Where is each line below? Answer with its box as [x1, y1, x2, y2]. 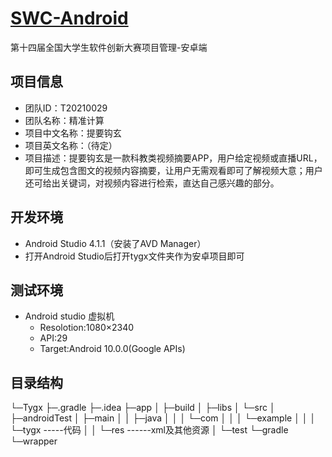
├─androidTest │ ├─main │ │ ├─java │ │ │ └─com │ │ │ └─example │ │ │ [10, 412, 317, 424]
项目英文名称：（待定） [24, 139, 118, 151]
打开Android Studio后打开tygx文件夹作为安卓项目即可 [24, 250, 245, 262]
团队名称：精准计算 [24, 114, 105, 126]
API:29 [39, 332, 68, 344]
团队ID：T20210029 [24, 102, 108, 114]
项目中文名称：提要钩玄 [24, 127, 122, 139]
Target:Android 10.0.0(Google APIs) [39, 343, 186, 355]
